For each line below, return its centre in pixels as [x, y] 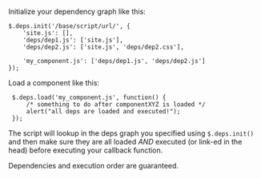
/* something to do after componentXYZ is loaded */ [116, 105]
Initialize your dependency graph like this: [77, 12]
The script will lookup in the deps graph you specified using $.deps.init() [131, 133]
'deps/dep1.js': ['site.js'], [73, 40]
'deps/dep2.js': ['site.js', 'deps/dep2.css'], [103, 47]
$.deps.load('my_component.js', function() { [89, 97]
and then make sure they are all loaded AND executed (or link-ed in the [125, 142]
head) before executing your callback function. [86, 150]
